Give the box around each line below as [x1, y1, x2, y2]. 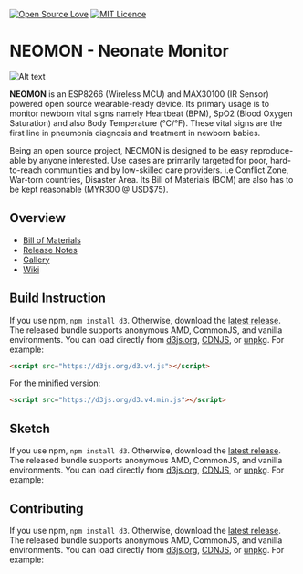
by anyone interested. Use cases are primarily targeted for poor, [26, 154, 269, 165]
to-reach [9, 165, 43, 175]
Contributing [9, 501, 84, 516]
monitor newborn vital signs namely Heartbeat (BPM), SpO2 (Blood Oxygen [9, 108, 294, 119]
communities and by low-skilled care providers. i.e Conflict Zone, [44, 165, 289, 175]
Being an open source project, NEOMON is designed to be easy [9, 144, 249, 155]
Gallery [22, 254, 50, 265]
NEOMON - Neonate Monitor [9, 41, 230, 61]
